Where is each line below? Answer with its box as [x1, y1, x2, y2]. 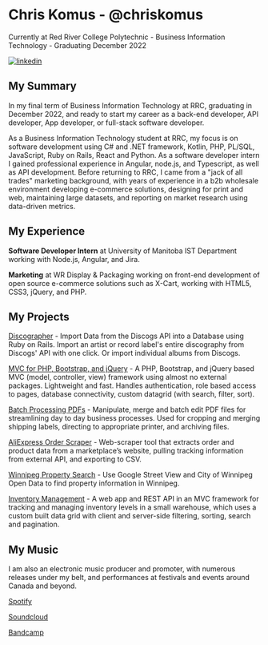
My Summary [8, 79, 78, 93]
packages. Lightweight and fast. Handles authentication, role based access [8, 381, 257, 390]
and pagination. [8, 519, 60, 530]
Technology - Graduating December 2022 [8, 40, 146, 50]
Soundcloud [8, 612, 49, 622]
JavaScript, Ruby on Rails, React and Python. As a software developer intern [8, 150, 260, 159]
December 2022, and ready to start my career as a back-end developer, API [8, 109, 258, 119]
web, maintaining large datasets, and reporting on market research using [8, 192, 248, 202]
